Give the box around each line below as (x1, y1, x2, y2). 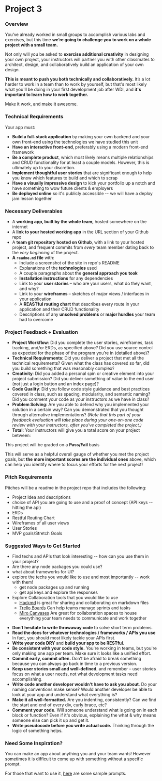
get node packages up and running (19, 584, 89, 590)
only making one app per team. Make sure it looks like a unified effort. (12, 650, 151, 656)
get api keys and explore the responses (19, 589, 98, 595)
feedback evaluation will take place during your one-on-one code (12, 417, 144, 423)
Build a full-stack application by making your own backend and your (12, 133, 150, 139)
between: (12, 433, 31, 439)
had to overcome (19, 317, 53, 323)
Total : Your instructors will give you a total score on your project (12, 427, 140, 433)
